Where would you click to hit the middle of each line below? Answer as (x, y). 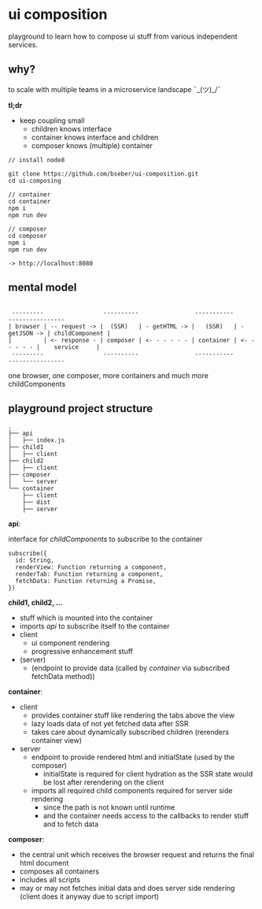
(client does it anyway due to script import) (89, 896)
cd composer (28, 236)
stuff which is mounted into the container (86, 618)
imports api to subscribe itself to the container (94, 626)
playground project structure (81, 408)
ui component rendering (70, 643)
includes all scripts (50, 880)
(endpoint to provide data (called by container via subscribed (131, 668)
